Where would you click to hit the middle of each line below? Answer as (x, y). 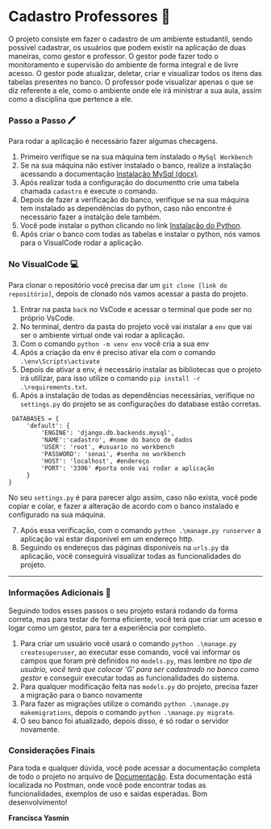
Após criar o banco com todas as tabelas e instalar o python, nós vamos (140, 235)
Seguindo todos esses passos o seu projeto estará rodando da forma (123, 611)
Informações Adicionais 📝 (60, 593)
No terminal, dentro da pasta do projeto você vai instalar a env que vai (136, 326)
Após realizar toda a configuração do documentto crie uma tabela (129, 183)
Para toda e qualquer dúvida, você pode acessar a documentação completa (134, 768)
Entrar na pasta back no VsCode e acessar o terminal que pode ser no (136, 309)
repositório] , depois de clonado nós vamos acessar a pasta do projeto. (128, 294)
